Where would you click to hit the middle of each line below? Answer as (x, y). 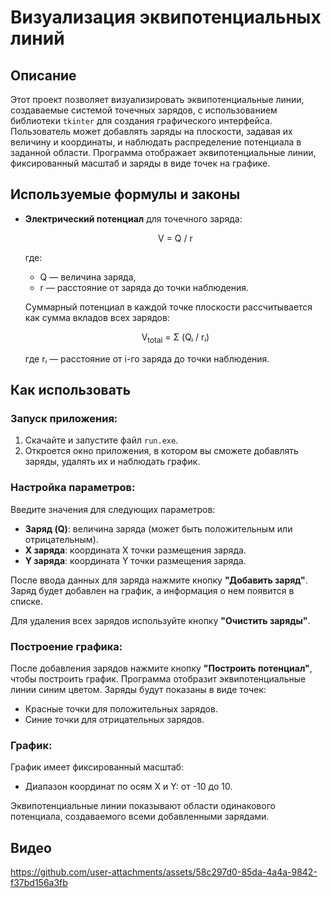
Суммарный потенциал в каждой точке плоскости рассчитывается (168, 307)
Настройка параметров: (73, 488)
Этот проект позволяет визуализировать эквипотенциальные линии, (157, 99)
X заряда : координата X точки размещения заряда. (135, 550)
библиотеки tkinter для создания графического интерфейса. (141, 120)
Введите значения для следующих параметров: (113, 509)
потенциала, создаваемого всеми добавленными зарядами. (140, 817)
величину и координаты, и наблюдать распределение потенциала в (156, 142)
